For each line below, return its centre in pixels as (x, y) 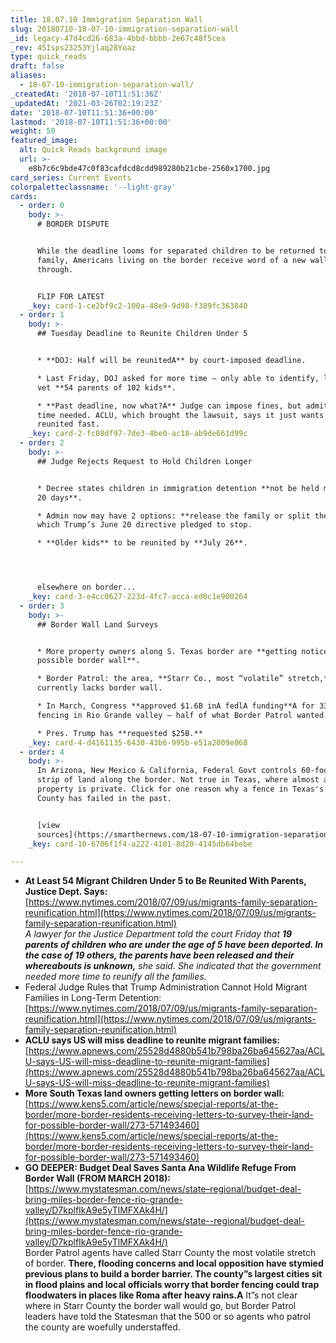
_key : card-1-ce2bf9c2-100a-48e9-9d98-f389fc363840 (138, 306)
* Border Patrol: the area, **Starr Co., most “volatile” (160, 679)
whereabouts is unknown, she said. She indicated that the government (173, 966)
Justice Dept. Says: (66, 892)
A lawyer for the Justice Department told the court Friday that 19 (158, 934)
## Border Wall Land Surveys (97, 624)
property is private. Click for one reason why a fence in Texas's (180, 789)
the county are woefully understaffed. (102, 1327)
